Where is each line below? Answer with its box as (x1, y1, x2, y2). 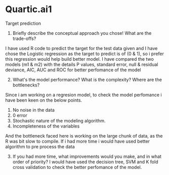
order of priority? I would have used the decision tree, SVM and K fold (12, 158, 158, 165)
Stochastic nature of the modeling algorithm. (12, 117, 106, 123)
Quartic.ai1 (5, 4, 52, 15)
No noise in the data (12, 107, 55, 113)
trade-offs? (12, 35, 36, 41)
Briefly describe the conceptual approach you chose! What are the (12, 30, 152, 36)
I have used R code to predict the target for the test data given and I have (5, 45, 158, 51)
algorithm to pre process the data (5, 143, 75, 150)
